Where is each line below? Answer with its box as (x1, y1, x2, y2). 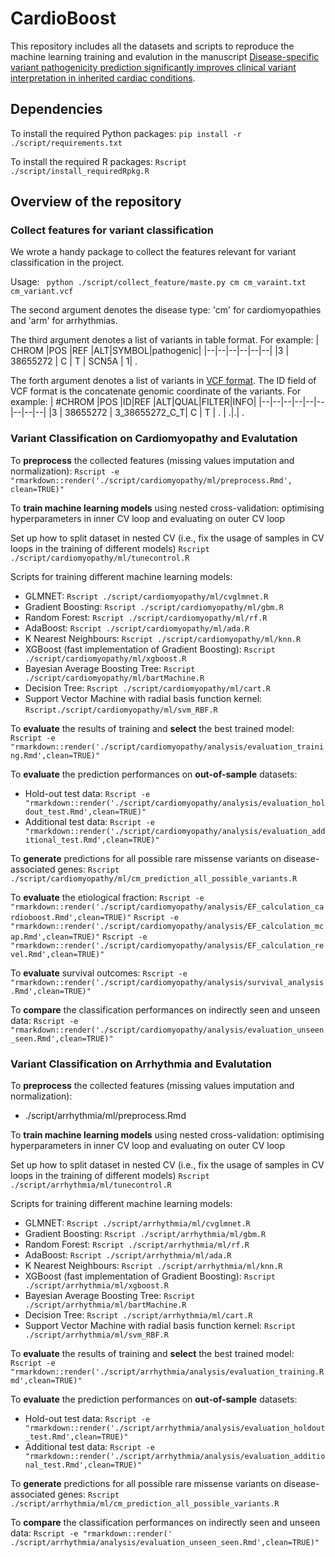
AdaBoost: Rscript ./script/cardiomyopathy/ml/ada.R (24, 622, 250, 634)
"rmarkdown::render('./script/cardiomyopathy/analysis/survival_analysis (10, 977, 325, 987)
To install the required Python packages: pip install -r (10, 127, 242, 139)
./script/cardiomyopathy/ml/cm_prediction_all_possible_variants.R (10, 873, 298, 884)
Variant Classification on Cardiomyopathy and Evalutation (10, 432, 298, 446)
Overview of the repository (10, 193, 182, 211)
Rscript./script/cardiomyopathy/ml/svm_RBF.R (24, 705, 218, 715)
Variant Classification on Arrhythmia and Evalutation (10, 1057, 272, 1071)
